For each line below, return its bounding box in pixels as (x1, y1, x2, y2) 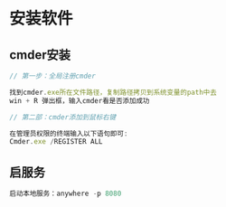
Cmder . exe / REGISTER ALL (9, 137, 103, 146)
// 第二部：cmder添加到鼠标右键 (9, 112, 117, 122)
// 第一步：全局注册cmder (9, 71, 97, 80)
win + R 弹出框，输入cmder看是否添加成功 (9, 96, 150, 105)
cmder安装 (9, 47, 71, 62)
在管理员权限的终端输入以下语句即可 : (9, 128, 128, 138)
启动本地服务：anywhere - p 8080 (9, 189, 122, 199)
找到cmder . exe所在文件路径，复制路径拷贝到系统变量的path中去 (9, 88, 217, 97)
